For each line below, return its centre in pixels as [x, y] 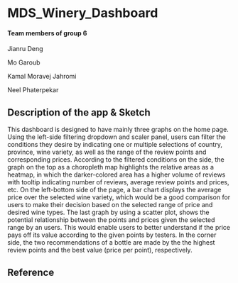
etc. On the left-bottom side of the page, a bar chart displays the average [114, 190]
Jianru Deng [26, 49]
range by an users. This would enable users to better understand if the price [119, 228]
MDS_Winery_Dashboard [83, 13]
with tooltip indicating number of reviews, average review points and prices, [118, 182]
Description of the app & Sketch [79, 112]
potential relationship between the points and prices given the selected [111, 220]
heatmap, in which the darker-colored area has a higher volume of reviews [117, 174]
